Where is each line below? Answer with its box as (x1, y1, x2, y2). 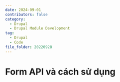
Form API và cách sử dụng (5, 66, 116, 77)
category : (5, 16, 26, 21)
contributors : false (5, 12, 48, 17)
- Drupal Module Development (9, 26, 70, 31)
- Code (9, 40, 23, 45)
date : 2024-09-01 (5, 7, 41, 12)
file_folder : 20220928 (5, 44, 52, 49)
